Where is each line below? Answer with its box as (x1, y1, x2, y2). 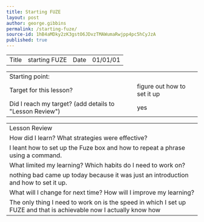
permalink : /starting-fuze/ (6, 25, 78, 32)
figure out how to (137, 82, 186, 90)
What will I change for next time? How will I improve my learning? (9, 189, 194, 197)
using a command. (9, 151, 62, 160)
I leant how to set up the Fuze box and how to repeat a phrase (9, 144, 185, 152)
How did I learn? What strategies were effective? (9, 134, 148, 142)
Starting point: (9, 72, 50, 81)
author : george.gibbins (6, 20, 67, 26)
